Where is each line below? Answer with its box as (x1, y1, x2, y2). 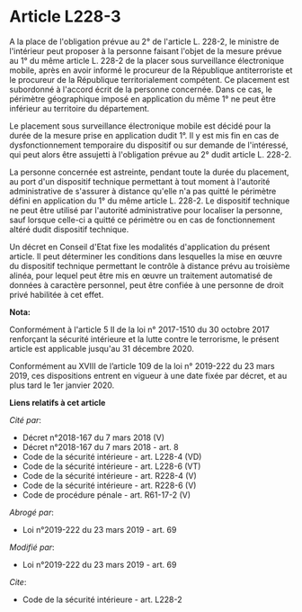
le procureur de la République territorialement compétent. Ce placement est (9, 74, 290, 85)
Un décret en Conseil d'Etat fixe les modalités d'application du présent (9, 241, 271, 252)
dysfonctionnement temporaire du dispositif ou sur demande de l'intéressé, (9, 139, 289, 150)
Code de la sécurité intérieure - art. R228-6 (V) (22, 480, 197, 490)
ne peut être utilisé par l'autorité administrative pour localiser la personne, (9, 204, 283, 215)
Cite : (9, 576, 27, 587)
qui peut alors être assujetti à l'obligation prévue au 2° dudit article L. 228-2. (9, 148, 292, 159)
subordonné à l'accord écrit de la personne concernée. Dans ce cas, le (9, 84, 272, 94)
